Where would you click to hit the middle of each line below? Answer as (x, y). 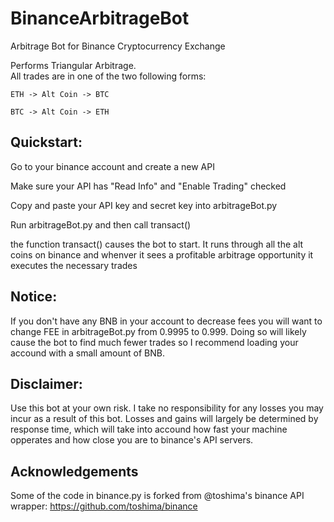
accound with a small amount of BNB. (87, 353)
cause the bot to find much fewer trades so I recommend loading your (154, 342)
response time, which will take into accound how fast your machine (149, 429)
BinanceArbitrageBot (100, 18)
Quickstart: (46, 142)
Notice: (34, 297)
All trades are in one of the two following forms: (108, 76)
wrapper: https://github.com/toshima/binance (104, 506)
